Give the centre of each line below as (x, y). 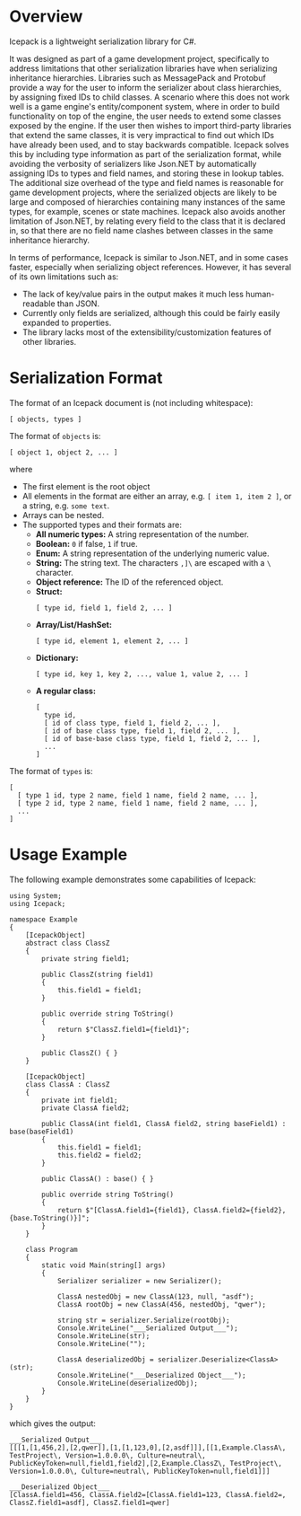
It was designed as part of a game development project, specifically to (139, 58)
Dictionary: (57, 657)
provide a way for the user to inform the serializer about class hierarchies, (146, 87)
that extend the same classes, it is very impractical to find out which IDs (142, 135)
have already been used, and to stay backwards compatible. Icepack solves (149, 145)
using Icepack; (38, 903)
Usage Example (69, 855)
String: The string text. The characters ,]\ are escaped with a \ (153, 562)
